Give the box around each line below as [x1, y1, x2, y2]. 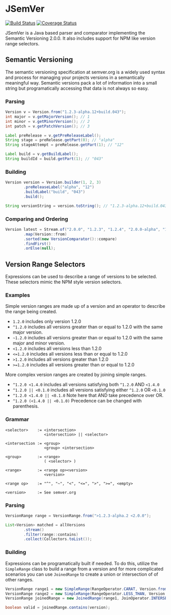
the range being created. [5, 309, 58, 315]
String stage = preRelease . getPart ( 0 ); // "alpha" [5, 138, 115, 143]
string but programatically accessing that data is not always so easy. [5, 85, 149, 91]
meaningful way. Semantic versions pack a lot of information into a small [5, 79, 157, 86]
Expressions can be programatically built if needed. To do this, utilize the [5, 560, 158, 566]
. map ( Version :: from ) [23, 231, 67, 237]
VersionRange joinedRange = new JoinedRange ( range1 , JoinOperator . [5, 596, 152, 601]
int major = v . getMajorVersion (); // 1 [5, 114, 90, 119]
